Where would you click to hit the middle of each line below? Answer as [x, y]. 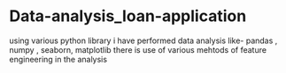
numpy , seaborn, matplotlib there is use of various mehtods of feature [138, 49]
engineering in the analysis [58, 59]
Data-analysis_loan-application [128, 16]
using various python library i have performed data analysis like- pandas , [143, 40]
